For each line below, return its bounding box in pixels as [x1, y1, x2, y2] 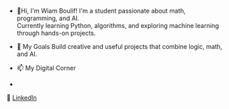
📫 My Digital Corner [16, 64, 76, 72]
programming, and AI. [16, 14, 80, 22]
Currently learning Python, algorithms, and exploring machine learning [16, 22, 219, 29]
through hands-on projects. [16, 29, 96, 37]
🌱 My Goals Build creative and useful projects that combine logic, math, [16, 43, 223, 50]
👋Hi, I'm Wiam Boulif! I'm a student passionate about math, [16, 7, 186, 15]
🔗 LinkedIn [6, 94, 37, 101]
